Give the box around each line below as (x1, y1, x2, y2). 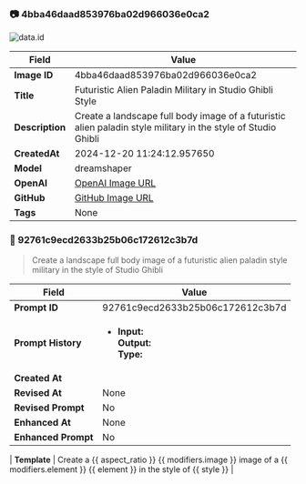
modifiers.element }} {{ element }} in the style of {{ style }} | (9, 463, 234, 475)
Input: (117, 325, 144, 338)
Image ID (14, 69, 54, 82)
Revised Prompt (14, 401, 85, 414)
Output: (117, 336, 152, 348)
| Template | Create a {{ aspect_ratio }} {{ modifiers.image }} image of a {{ (9, 454, 289, 465)
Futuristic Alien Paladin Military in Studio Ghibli (74, 84, 273, 96)
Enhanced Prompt (14, 430, 94, 443)
